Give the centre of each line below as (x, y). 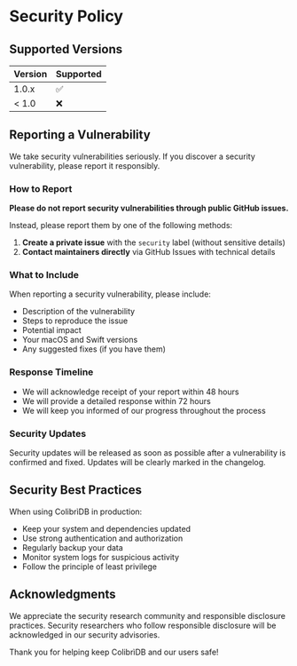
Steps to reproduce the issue (75, 321)
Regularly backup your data (73, 547)
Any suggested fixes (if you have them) (94, 349)
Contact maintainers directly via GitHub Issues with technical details (148, 252)
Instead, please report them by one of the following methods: (121, 226)
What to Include (44, 275)
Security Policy (66, 16)
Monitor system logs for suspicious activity (101, 557)
